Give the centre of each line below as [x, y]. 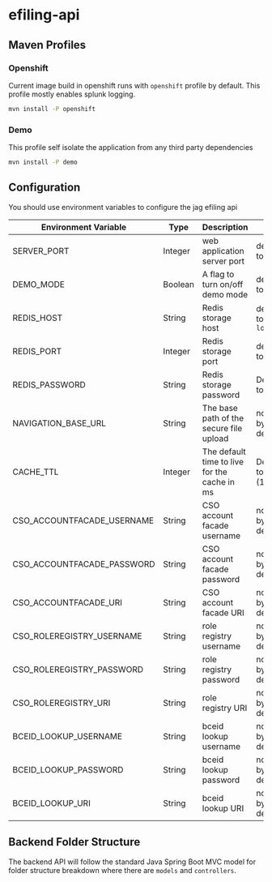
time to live [223, 461]
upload [215, 438]
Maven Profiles [47, 45]
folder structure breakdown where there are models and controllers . [123, 870]
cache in [218, 482]
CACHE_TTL [36, 472]
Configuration [45, 188]
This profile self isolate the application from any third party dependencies [131, 148]
